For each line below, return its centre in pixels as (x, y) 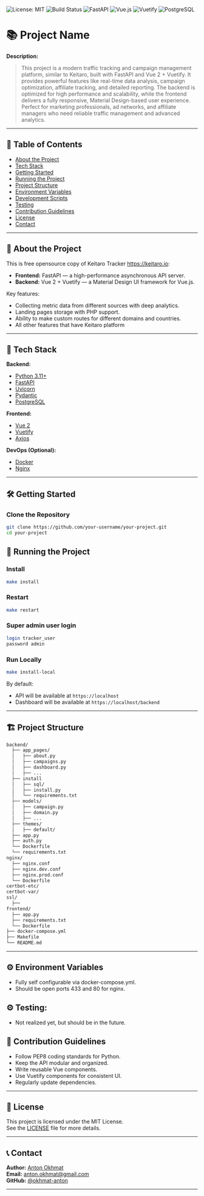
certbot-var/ (23, 892)
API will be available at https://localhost (67, 695)
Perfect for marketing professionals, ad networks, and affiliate (99, 107)
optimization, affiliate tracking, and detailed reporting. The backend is (108, 87)
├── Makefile (23, 937)
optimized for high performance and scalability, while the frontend (104, 94)
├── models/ (27, 801)
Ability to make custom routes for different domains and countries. (98, 318)
